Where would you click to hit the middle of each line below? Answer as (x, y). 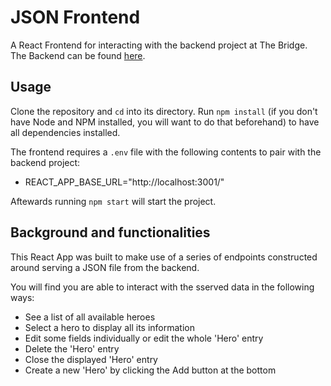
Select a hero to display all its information (109, 327)
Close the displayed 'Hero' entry (91, 359)
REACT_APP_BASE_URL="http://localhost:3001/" (124, 182)
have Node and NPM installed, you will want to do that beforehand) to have (165, 122)
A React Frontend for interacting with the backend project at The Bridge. (159, 45)
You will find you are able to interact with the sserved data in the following (162, 287)
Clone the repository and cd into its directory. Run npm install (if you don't (164, 111)
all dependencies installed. (65, 132)
